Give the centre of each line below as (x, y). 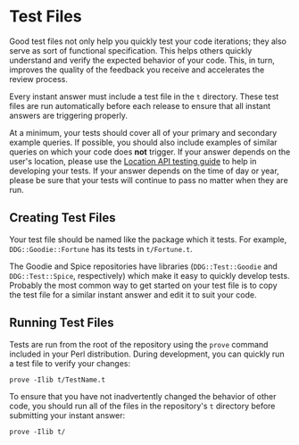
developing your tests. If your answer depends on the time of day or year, (144, 171)
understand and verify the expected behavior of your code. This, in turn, (142, 60)
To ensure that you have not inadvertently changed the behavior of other (143, 397)
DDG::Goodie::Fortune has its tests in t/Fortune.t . (101, 248)
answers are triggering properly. (68, 115)
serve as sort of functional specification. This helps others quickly (131, 50)
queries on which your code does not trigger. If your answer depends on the (150, 151)
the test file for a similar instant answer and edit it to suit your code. (133, 294)
